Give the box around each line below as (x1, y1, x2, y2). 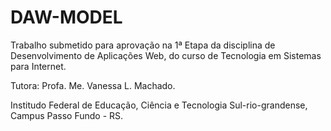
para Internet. (10, 60, 67, 72)
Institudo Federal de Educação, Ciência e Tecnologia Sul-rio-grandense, (10, 99, 308, 111)
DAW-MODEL (10, 6, 123, 29)
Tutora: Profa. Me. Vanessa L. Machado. (10, 79, 176, 91)
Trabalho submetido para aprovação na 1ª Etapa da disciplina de (10, 39, 276, 51)
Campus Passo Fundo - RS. (10, 109, 124, 121)
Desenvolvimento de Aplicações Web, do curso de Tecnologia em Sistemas (10, 49, 322, 61)
